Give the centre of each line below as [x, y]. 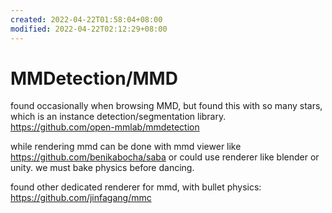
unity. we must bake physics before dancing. [102, 168]
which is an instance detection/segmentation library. [118, 117]
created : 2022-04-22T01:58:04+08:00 [86, 19]
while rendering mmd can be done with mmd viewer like [126, 147]
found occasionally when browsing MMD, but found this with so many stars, [166, 106]
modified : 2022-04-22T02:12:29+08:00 [89, 29]
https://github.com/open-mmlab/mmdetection [105, 127]
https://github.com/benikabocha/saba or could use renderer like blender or [165, 157]
